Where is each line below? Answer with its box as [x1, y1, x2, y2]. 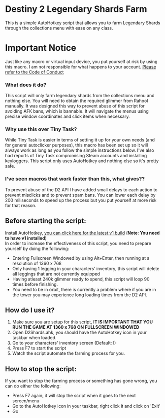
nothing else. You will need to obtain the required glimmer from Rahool [5, 98, 148, 104]
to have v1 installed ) [5, 235, 47, 241]
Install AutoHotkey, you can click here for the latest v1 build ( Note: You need [5, 230, 160, 236]
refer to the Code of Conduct [5, 69, 64, 75]
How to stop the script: [5, 365, 77, 373]
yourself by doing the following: [5, 245, 69, 251]
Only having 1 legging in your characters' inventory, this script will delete [12, 265, 160, 272]
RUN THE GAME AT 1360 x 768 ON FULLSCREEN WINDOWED [12, 324, 139, 330]
